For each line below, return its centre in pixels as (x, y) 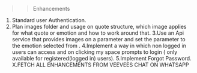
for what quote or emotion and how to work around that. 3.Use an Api (98, 33)
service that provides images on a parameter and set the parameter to (98, 39)
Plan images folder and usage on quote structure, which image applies (99, 27)
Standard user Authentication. (49, 20)
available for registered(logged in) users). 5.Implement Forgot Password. (102, 58)
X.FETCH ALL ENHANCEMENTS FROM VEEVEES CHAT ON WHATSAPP (100, 65)
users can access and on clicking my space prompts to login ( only (95, 52)
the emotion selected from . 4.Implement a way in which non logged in (99, 45)
